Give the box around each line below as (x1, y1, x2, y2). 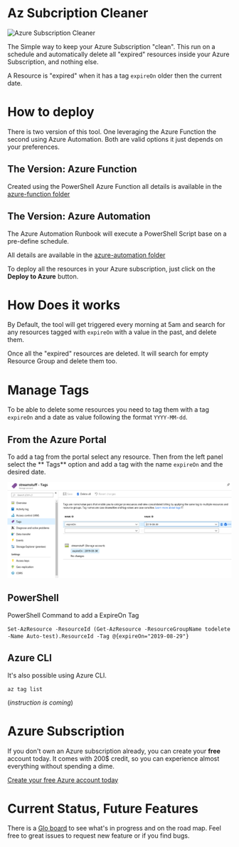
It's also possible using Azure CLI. (7, 671, 107, 680)
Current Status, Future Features (7, 800, 199, 816)
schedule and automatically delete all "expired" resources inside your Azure (7, 50, 230, 58)
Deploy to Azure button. (7, 272, 79, 281)
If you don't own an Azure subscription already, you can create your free (7, 747, 221, 755)
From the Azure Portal (7, 433, 107, 446)
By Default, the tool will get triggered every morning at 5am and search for (7, 321, 225, 329)
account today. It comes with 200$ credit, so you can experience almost (7, 754, 220, 763)
